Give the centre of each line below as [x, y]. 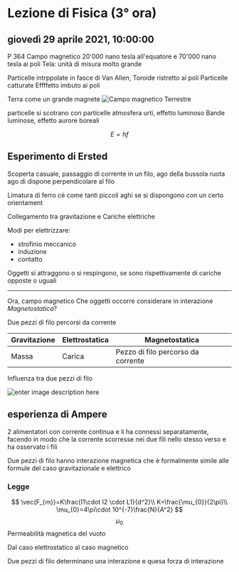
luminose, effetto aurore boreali [53, 120]
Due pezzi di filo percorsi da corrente [62, 322]
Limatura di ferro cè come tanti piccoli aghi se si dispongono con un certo [116, 195]
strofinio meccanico [47, 244]
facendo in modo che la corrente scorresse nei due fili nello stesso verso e [117, 439]
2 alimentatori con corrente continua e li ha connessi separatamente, [108, 431]
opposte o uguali [32, 280]
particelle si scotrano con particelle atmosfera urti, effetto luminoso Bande [116, 113]
